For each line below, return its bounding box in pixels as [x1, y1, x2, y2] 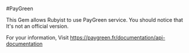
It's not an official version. [6, 23, 69, 29]
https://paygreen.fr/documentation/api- [70, 34, 166, 41]
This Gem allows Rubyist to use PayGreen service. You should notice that [6, 16, 183, 23]
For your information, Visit [6, 34, 69, 41]
